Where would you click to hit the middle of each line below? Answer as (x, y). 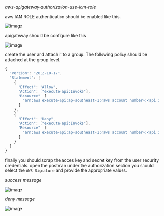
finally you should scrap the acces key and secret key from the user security (82, 160)
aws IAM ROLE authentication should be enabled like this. (63, 16)
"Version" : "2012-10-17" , (36, 73)
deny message (20, 199)
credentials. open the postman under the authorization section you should (79, 165)
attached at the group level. (33, 60)
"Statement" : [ (25, 78)
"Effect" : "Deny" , (37, 119)
